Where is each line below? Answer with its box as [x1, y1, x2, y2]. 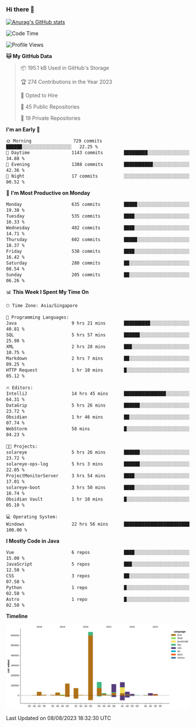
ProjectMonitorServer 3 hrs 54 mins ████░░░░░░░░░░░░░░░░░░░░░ [6, 473, 190, 479]
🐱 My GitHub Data [6, 53, 53, 60]
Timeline [6, 613, 28, 620]
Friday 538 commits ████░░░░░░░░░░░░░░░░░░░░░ [6, 249, 190, 255]
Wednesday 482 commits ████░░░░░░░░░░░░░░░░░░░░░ [6, 225, 190, 231]
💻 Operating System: [6, 514, 59, 520]
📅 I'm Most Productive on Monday [6, 190, 91, 197]
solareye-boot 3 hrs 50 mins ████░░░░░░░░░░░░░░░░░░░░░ [6, 485, 190, 491]
